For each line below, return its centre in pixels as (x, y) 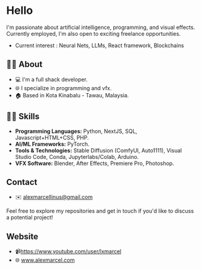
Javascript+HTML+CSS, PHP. (52, 137)
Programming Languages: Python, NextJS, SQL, (76, 131)
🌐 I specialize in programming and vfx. (63, 88)
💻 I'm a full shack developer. (51, 79)
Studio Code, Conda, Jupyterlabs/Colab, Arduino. (77, 157)
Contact (22, 182)
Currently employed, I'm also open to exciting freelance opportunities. (94, 33)
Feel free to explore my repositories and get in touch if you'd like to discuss (100, 211)
